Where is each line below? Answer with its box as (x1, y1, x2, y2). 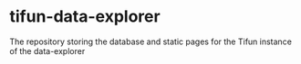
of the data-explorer (9, 45, 86, 56)
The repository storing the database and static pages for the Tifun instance (9, 36, 292, 47)
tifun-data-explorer (9, 6, 161, 27)
